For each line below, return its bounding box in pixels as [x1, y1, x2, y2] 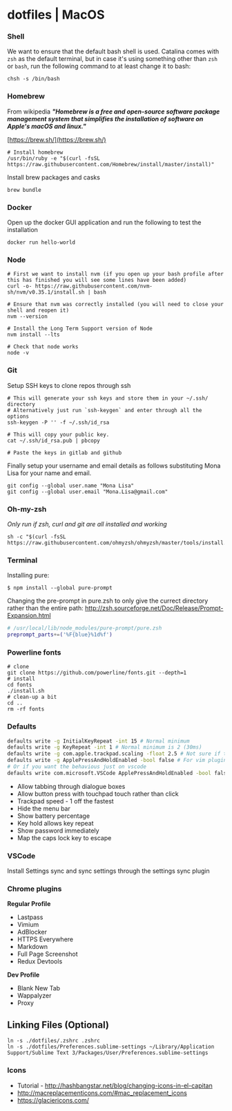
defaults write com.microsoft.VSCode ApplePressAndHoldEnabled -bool [7, 770, 212, 776]
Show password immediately [17, 826, 99, 835]
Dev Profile [7, 970, 40, 979]
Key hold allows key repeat [17, 819, 95, 827]
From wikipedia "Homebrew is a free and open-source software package [7, 107, 220, 116]
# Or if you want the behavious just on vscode [7, 763, 147, 770]
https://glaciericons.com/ [17, 1096, 90, 1104]
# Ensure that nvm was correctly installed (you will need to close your [7, 301, 224, 308]
